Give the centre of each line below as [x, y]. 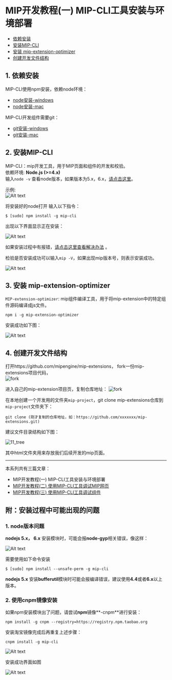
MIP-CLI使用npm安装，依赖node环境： [46, 89]
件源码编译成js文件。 [27, 305]
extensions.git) [23, 422]
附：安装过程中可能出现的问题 [52, 510]
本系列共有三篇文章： [28, 469]
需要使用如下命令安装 [28, 559]
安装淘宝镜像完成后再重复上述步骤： [44, 632]
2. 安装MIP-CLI [29, 153]
